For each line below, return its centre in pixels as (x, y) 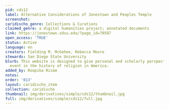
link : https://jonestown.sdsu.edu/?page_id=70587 (58, 33)
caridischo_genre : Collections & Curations (52, 24)
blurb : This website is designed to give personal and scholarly (75, 61)
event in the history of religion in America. (59, 66)
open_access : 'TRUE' (27, 38)
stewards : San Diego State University (46, 57)
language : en (19, 47)
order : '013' (19, 80)
